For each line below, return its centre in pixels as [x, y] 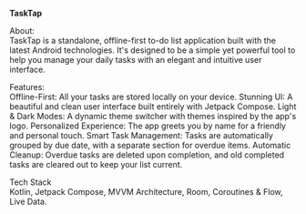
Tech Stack [31, 182]
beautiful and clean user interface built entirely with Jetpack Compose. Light [153, 107]
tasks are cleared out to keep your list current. [96, 164]
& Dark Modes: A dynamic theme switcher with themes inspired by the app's [153, 116]
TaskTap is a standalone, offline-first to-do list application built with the [143, 41]
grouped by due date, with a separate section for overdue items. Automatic [150, 145]
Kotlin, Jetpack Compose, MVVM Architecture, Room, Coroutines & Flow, [146, 192]
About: [22, 31]
